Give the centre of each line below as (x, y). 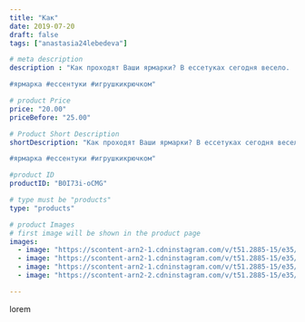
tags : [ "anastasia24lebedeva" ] (69, 43)
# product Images (42, 224)
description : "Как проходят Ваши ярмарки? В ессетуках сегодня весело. (150, 68)
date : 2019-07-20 (42, 26)
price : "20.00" (38, 109)
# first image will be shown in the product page (105, 233)
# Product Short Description (64, 134)
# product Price (40, 101)
